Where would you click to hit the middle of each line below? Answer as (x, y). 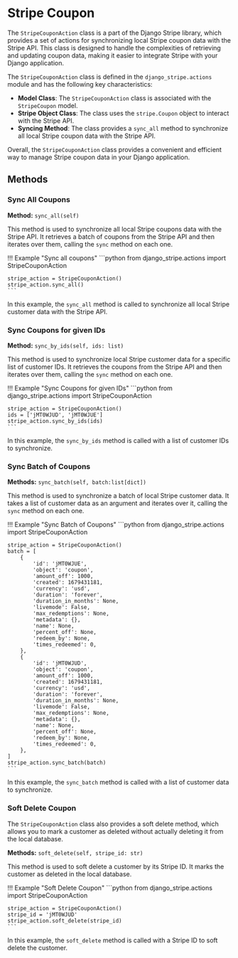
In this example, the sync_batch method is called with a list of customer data (118, 782)
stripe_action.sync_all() (45, 285)
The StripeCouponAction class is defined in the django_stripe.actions (110, 77)
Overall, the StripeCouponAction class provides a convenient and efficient (115, 149)
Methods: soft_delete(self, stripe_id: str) (75, 852)
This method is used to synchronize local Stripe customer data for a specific (119, 359)
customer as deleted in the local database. (70, 874)
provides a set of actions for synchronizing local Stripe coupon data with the (119, 40)
